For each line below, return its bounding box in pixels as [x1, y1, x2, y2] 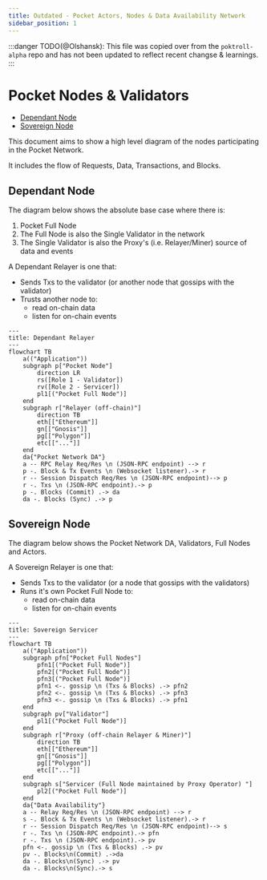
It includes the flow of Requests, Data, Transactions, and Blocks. [8, 161, 221, 171]
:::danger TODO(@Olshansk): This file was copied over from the [8, 41, 220, 50]
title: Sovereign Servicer [8, 626, 99, 634]
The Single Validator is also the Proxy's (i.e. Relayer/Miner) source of [19, 238, 247, 248]
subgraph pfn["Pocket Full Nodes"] [22, 654, 142, 662]
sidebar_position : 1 [8, 19, 78, 27]
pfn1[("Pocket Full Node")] [37, 661, 131, 669]
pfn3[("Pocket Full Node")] [37, 675, 131, 684]
